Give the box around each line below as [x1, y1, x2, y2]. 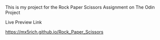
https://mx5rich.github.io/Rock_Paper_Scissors [5, 29, 104, 34]
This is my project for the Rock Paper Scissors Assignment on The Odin [5, 4, 155, 10]
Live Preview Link [5, 19, 42, 25]
